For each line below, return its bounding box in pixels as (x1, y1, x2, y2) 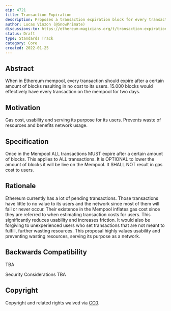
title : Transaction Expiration (5, 12, 72, 17)
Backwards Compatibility (5, 248, 88, 256)
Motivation (5, 103, 41, 112)
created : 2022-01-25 (5, 45, 49, 50)
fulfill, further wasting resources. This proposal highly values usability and (5, 227, 160, 234)
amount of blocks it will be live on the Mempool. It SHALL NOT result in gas (5, 162, 163, 168)
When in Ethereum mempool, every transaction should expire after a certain (5, 77, 164, 84)
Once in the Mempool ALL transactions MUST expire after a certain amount (5, 151, 163, 157)
